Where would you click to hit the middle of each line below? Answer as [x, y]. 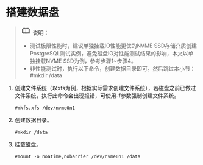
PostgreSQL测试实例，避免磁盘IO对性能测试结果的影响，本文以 [109, 53]
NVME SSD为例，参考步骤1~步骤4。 [91, 61]
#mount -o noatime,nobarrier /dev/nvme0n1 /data [77, 156]
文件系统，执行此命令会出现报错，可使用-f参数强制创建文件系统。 [97, 96]
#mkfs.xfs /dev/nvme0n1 [45, 108]
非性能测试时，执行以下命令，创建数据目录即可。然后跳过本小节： [112, 68]
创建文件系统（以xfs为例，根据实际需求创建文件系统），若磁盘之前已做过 [105, 88]
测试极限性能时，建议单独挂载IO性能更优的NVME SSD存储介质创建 [113, 46]
